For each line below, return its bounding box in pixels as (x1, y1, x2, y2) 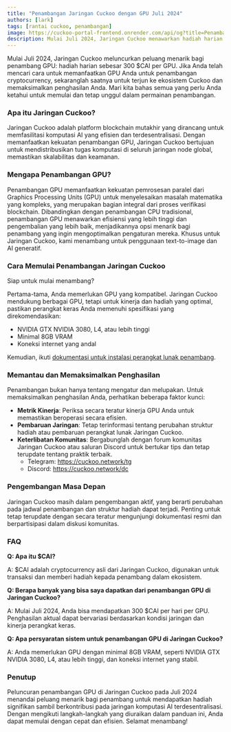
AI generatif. (7, 244, 43, 252)
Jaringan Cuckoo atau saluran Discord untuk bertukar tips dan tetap (16, 443, 210, 451)
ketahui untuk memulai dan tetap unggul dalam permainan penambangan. (7, 91, 216, 100)
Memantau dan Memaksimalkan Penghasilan (7, 370, 160, 380)
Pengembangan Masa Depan (7, 482, 106, 492)
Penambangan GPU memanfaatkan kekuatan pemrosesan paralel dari (7, 185, 204, 194)
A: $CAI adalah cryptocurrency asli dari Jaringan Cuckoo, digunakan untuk (7, 565, 219, 573)
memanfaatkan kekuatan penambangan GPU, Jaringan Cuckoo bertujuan (7, 138, 214, 146)
